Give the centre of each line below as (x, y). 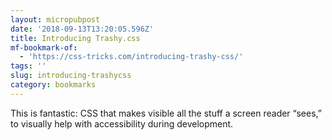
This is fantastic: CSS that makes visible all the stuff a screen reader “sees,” (166, 113)
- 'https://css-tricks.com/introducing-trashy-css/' (131, 57)
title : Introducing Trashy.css (75, 38)
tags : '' (28, 66)
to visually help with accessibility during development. (122, 123)
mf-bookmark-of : (44, 47)
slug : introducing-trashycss (71, 76)
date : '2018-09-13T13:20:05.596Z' (82, 29)
